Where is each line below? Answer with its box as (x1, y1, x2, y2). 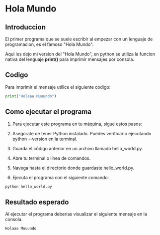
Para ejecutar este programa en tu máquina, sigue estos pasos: (12, 121, 143, 127)
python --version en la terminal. (12, 136, 78, 142)
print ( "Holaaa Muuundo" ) (5, 93, 57, 99)
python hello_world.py (5, 184, 52, 189)
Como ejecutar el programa (5, 108, 92, 116)
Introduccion (5, 23, 46, 31)
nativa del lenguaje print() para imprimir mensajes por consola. (5, 56, 134, 62)
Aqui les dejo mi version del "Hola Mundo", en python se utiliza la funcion (5, 51, 156, 57)
